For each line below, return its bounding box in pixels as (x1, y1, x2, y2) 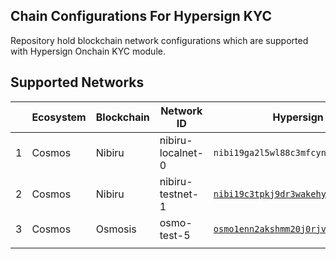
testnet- (159, 187, 200, 201)
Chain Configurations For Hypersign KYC (10, 8, 272, 25)
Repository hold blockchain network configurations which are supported (10, 34, 309, 46)
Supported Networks (10, 74, 145, 91)
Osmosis (95, 222, 137, 236)
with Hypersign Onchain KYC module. (10, 45, 166, 57)
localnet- (159, 145, 204, 159)
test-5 (159, 228, 191, 242)
